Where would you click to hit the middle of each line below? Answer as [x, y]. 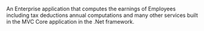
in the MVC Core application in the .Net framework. [70, 22]
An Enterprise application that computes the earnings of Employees [91, 9]
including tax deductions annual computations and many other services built [102, 15]
